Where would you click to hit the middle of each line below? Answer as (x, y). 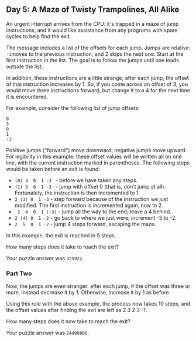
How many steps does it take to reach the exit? (62, 247)
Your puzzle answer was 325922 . (45, 258)
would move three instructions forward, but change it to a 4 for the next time (98, 90)
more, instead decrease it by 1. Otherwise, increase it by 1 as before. (88, 293)
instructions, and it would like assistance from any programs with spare (92, 30)
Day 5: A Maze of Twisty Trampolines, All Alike (93, 10)
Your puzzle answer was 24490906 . (48, 333)
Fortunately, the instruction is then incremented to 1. (77, 193)
